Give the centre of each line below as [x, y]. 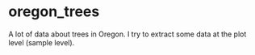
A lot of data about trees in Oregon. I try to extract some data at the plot [127, 34]
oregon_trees [54, 12]
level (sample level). [42, 42]
